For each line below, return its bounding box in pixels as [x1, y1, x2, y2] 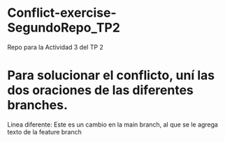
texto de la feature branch [7, 127, 82, 136]
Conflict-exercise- [7, 5, 117, 21]
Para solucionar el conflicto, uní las [7, 68, 215, 83]
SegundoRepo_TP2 [7, 20, 121, 36]
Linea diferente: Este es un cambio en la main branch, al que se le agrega [7, 120, 219, 129]
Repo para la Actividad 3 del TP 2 [7, 43, 103, 51]
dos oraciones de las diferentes [7, 83, 194, 99]
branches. [7, 97, 68, 113]
